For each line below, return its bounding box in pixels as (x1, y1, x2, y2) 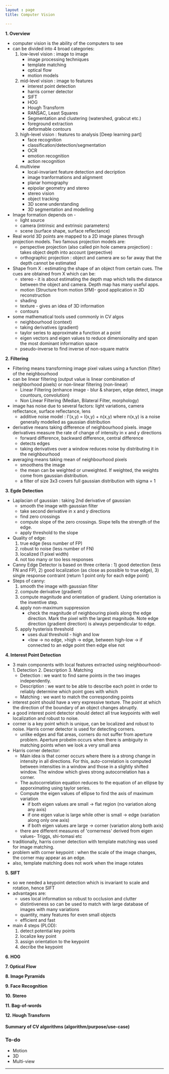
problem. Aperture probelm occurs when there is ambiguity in (20, 737, 148, 743)
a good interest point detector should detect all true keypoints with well (12, 710, 160, 716)
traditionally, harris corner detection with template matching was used (12, 838, 158, 844)
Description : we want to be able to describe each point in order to (20, 683, 157, 689)
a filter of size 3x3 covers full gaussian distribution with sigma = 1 (20, 478, 156, 484)
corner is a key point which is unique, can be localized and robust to (12, 720, 154, 726)
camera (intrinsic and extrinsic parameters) (20, 222, 110, 229)
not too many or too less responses (20, 556, 94, 562)
